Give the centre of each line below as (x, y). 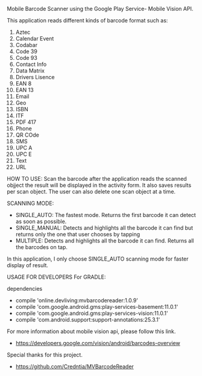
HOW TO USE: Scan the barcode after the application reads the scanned (97, 179)
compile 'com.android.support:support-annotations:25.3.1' (88, 319)
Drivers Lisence (35, 77)
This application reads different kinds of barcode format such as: (87, 20)
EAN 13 (24, 90)
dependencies (25, 289)
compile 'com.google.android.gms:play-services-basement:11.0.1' (97, 307)
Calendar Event (35, 38)
